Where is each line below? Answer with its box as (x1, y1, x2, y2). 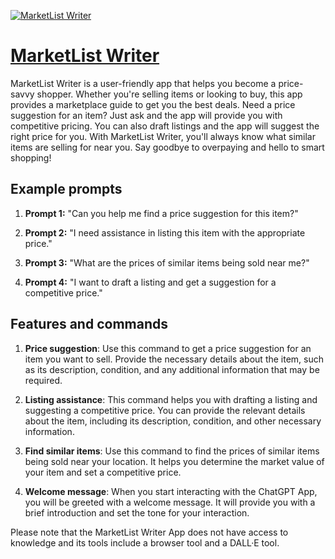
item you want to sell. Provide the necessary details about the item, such (24, 353, 325, 365)
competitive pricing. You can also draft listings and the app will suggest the (10, 120, 320, 132)
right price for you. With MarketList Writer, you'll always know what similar (10, 130, 316, 142)
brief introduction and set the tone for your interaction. (24, 506, 250, 519)
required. (24, 374, 63, 386)
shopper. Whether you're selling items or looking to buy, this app (36, 88, 303, 100)
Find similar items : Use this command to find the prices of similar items (24, 445, 320, 457)
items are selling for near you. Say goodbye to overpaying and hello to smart (10, 141, 325, 153)
